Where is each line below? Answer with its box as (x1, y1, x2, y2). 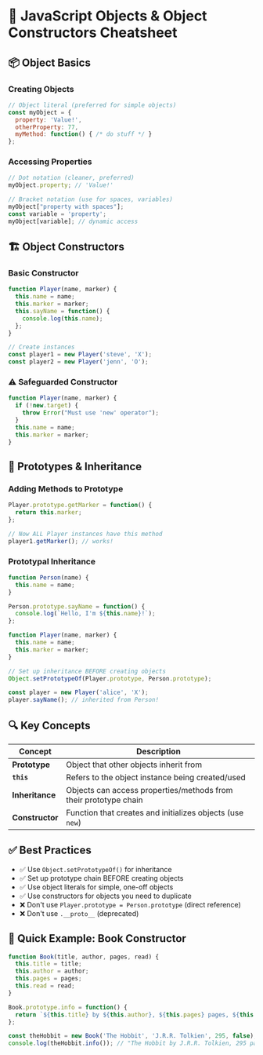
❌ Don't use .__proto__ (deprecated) (19, 908, 139, 918)
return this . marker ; (15, 509, 82, 517)
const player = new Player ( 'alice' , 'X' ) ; (8, 688, 149, 697)
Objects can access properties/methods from (66, 784, 233, 795)
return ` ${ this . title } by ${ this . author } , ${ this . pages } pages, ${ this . (15, 1010, 258, 1019)
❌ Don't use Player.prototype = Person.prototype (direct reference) (19, 900, 241, 909)
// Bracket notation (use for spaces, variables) (8, 195, 174, 203)
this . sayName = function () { (15, 307, 110, 315)
